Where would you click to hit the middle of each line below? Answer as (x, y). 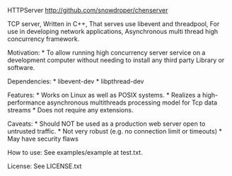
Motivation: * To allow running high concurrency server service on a (106, 53)
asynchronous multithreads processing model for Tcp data (132, 102)
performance (27, 102)
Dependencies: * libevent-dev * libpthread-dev (76, 81)
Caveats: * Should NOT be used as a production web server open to (106, 124)
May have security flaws (43, 139)
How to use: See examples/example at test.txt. (75, 152)
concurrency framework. (43, 39)
